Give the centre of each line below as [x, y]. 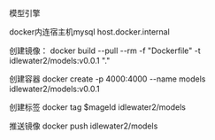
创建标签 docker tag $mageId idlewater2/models [98, 107]
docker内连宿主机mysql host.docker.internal [89, 32]
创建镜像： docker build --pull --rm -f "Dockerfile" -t [105, 51]
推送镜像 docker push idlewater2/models [84, 126]
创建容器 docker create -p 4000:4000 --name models [107, 79]
